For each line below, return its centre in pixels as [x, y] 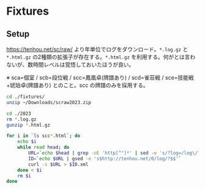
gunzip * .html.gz [28, 125]
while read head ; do [43, 147]
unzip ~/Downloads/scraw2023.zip [49, 102]
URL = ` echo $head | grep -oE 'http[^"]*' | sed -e [92, 153]
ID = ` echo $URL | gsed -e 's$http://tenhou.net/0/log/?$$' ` [105, 158]
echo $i [27, 142]
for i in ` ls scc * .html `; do [43, 136]
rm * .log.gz [21, 119]
